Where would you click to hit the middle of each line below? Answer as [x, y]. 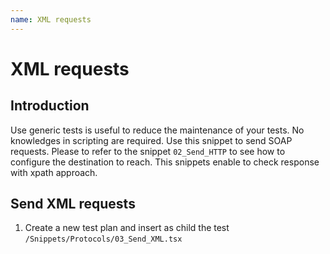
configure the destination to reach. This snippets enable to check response [165, 162]
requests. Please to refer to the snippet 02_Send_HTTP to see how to [148, 151]
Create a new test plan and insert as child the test [127, 228]
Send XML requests [73, 204]
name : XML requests [51, 19]
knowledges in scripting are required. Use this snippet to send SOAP [151, 140]
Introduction [50, 106]
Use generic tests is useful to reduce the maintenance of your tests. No [157, 130]
